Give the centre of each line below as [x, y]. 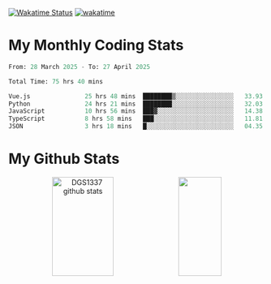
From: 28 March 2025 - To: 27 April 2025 [80, 67]
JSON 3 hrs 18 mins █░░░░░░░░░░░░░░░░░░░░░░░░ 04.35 [136, 127]
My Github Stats [64, 159]
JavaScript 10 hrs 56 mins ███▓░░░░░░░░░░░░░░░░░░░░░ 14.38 [136, 111]
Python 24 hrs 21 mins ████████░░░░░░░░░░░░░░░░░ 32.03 [136, 104]
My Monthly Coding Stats [96, 45]
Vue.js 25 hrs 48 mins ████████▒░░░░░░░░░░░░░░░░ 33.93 [136, 96]
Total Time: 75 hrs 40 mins [56, 81]
